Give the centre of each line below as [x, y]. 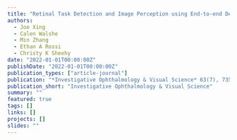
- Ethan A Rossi [37, 47]
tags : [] [20, 106]
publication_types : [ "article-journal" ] [68, 73]
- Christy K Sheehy [42, 54]
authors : [20, 21]
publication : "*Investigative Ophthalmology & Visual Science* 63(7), [113, 80]
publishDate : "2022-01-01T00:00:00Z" [63, 66]
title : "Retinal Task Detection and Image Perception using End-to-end [115, 14]
